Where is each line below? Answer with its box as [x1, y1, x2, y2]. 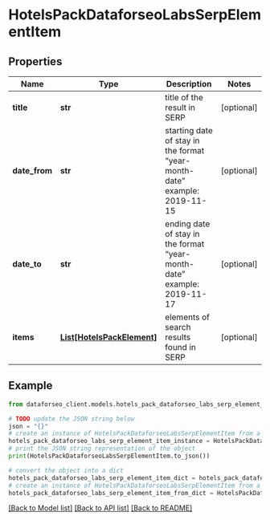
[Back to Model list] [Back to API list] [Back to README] [8, 503, 193, 513]
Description [166, 79, 212, 89]
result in [164, 102, 195, 113]
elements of [164, 311, 211, 323]
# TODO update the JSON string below [8, 415, 135, 423]
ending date [164, 218, 211, 230]
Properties [8, 55, 63, 68]
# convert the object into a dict [8, 466, 125, 474]
